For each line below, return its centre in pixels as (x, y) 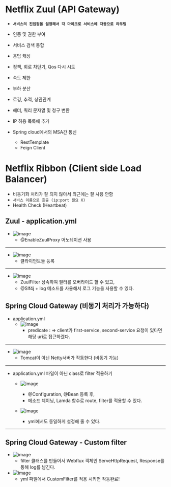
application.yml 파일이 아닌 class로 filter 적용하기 (63, 373)
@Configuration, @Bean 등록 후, (61, 394)
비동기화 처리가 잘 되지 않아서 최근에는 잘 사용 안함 (63, 194)
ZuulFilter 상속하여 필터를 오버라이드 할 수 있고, (67, 282)
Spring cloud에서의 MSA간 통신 (45, 132)
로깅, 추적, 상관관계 (32, 99)
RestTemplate (35, 142)
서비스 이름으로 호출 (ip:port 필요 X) (49, 200)
